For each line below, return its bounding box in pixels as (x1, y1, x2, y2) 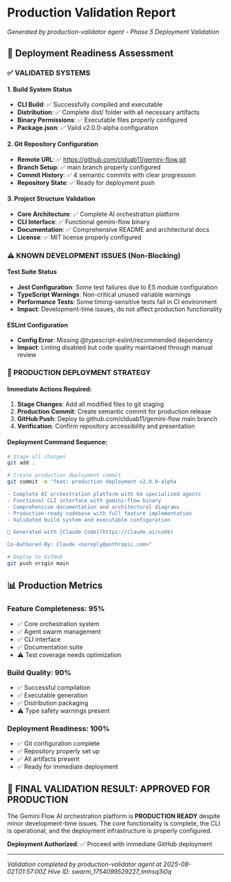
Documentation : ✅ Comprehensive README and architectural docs (16, 225, 210, 233)
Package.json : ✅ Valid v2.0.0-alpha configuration (16, 124, 159, 132)
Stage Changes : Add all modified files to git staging (16, 400, 164, 409)
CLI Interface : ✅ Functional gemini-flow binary (16, 217, 150, 226)
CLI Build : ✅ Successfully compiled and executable (16, 100, 163, 109)
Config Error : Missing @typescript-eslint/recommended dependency (16, 336, 213, 345)
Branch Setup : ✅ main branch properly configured (16, 163, 161, 171)
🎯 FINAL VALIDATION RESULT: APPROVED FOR (7, 783, 210, 795)
